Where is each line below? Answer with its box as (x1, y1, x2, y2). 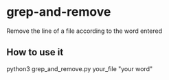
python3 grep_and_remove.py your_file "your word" (6, 64, 153, 72)
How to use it (6, 46, 64, 58)
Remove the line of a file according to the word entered (6, 27, 163, 35)
